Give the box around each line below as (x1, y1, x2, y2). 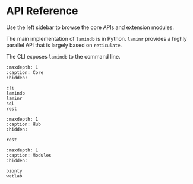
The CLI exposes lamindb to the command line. (6, 53, 121, 60)
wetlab (6, 173, 23, 179)
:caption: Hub (6, 121, 42, 127)
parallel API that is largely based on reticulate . (6, 41, 122, 49)
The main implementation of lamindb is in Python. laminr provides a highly (6, 35, 187, 42)
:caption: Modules (6, 152, 52, 158)
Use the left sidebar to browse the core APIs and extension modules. (6, 24, 174, 31)
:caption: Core (6, 69, 44, 75)
